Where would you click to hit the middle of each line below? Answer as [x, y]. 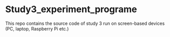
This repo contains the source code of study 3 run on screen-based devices [85, 23]
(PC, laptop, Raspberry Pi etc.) [37, 28]
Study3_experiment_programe [71, 9]
